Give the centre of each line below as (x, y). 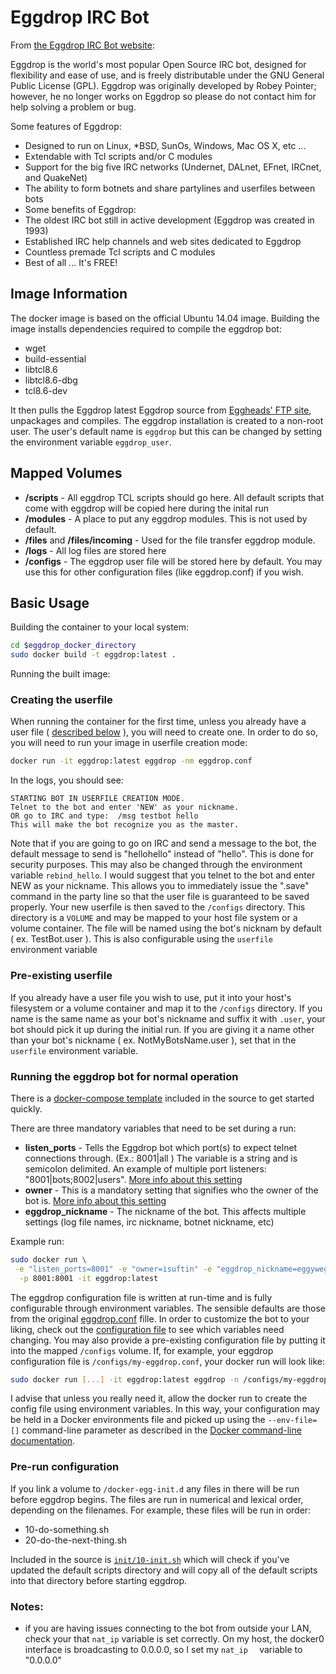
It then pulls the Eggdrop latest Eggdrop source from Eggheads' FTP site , (161, 410)
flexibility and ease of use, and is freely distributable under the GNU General (167, 75)
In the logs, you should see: (67, 780)
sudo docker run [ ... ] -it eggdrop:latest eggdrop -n (125, 1379)
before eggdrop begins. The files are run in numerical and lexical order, (157, 1499)
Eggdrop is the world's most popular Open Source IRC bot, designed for (158, 64)
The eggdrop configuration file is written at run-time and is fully (141, 1297)
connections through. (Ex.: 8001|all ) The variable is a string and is (161, 1158)
